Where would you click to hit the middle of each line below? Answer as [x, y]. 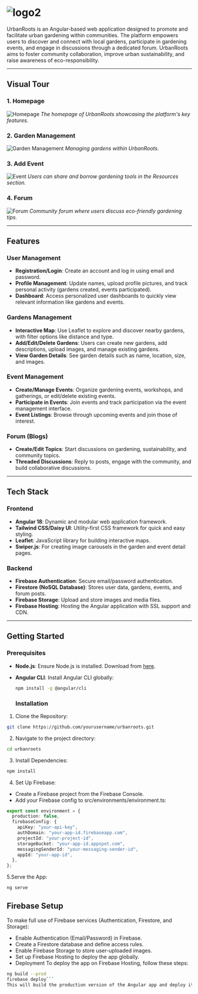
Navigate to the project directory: [55, 738]
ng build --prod [26, 974]
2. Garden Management [41, 136]
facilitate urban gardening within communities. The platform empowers [93, 35]
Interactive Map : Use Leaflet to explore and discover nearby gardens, [100, 330]
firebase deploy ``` [31, 979]
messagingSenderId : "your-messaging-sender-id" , [78, 849]
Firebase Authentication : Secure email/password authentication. [94, 581]
